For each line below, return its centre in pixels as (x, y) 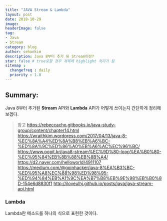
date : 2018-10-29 (23, 19)
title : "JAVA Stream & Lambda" (38, 10)
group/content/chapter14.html (48, 130)
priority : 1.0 (25, 75)
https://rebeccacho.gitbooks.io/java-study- (71, 124)
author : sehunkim (23, 51)
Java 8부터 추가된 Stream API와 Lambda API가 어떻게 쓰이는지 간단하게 (76, 107)
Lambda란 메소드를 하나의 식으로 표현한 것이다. (51, 213)
